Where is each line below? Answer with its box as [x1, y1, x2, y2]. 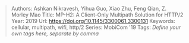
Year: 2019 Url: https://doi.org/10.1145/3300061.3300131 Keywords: [11, 18, 176, 24]
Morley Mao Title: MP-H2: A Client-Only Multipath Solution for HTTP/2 [11, 11, 184, 18]
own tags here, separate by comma [11, 30, 99, 37]
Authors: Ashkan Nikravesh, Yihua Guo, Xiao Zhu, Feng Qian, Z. [11, 5, 167, 12]
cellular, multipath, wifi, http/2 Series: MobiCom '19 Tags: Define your [11, 24, 181, 31]
